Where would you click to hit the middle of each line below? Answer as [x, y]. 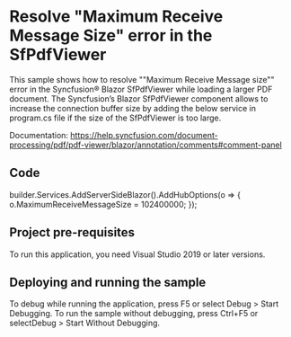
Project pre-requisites [72, 232]
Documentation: [39, 135]
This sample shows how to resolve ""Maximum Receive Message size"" [142, 79]
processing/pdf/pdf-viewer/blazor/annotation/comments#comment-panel [146, 145]
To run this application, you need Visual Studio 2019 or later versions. [137, 254]
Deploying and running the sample [108, 282]
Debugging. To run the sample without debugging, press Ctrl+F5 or [134, 314]
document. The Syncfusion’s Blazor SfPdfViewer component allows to [139, 98]
